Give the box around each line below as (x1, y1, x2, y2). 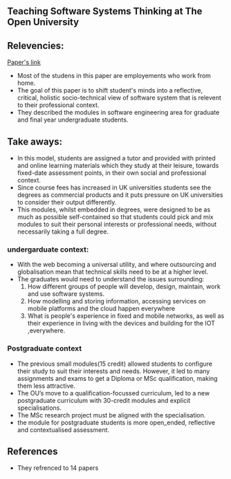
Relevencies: (7, 39, 64, 51)
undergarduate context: (7, 245, 89, 254)
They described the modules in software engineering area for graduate (17, 109, 220, 117)
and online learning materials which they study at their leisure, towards (17, 162, 219, 170)
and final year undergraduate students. (17, 115, 129, 124)
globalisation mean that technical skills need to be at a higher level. (17, 267, 209, 276)
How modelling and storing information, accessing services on (27, 297, 206, 306)
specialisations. (17, 404, 62, 412)
